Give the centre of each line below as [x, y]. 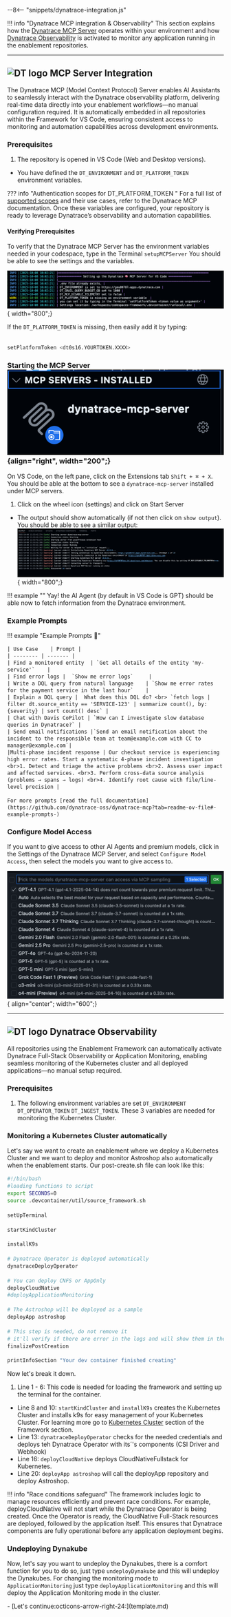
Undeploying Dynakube [47, 1549]
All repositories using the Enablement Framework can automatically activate [114, 1048]
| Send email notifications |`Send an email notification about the [107, 732]
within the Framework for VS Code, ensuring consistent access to [100, 119]
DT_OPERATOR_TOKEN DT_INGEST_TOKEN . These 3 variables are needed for [116, 1111]
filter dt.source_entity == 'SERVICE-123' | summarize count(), [101, 704]
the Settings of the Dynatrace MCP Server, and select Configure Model [107, 854]
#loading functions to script [51, 1186]
